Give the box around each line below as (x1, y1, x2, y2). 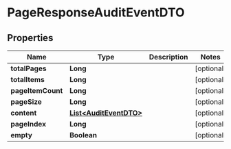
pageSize (10, 97, 43, 107)
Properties (7, 32, 54, 44)
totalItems (10, 75, 45, 84)
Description (148, 53, 188, 62)
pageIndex (10, 120, 47, 128)
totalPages (10, 64, 47, 73)
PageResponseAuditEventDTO (7, 5, 185, 21)
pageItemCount (10, 86, 63, 95)
